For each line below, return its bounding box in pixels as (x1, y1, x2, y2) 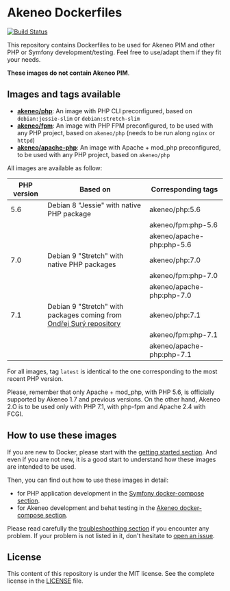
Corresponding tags (151, 184, 218, 194)
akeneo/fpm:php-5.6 (149, 220, 218, 229)
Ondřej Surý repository (47, 318, 121, 328)
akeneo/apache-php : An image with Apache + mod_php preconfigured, (16, 143, 221, 152)
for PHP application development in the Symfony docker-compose (16, 489, 205, 497)
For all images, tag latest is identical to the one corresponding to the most (7, 367, 218, 375)
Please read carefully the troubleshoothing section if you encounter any (7, 524, 209, 533)
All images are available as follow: (7, 163, 103, 172)
